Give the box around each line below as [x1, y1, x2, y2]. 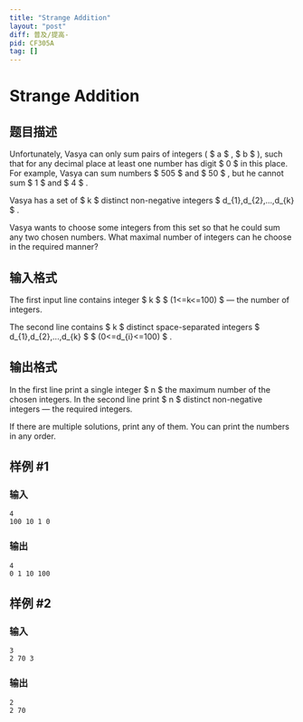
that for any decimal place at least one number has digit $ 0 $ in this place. [9, 158, 288, 169]
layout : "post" [9, 22, 67, 31]
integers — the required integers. [9, 404, 133, 414]
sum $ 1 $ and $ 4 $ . [9, 177, 89, 188]
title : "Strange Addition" [9, 13, 111, 23]
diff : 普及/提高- [9, 30, 70, 39]
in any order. [9, 431, 56, 442]
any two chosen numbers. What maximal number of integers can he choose [9, 232, 292, 242]
